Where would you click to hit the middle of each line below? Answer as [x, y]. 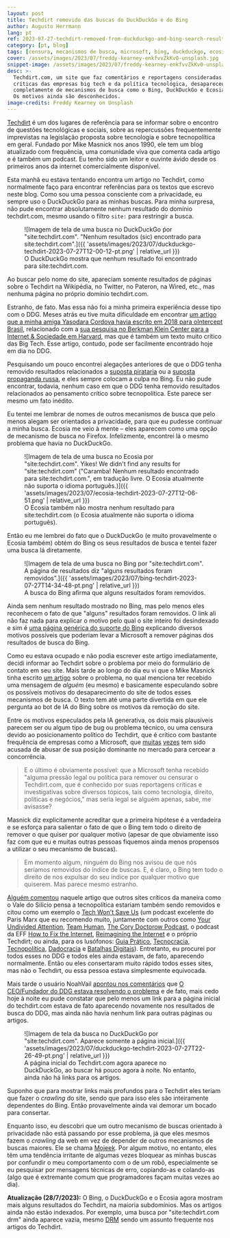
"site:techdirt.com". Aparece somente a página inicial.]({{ [105, 1041]
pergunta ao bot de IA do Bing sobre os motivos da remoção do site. [103, 707]
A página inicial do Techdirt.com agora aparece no [95, 1063]
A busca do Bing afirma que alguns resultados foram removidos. [115, 592]
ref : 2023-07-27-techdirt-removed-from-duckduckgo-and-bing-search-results [117, 39]
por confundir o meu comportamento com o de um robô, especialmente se [112, 1162]
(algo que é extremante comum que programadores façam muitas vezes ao [113, 1177]
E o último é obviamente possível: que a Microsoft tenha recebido [116, 769]
